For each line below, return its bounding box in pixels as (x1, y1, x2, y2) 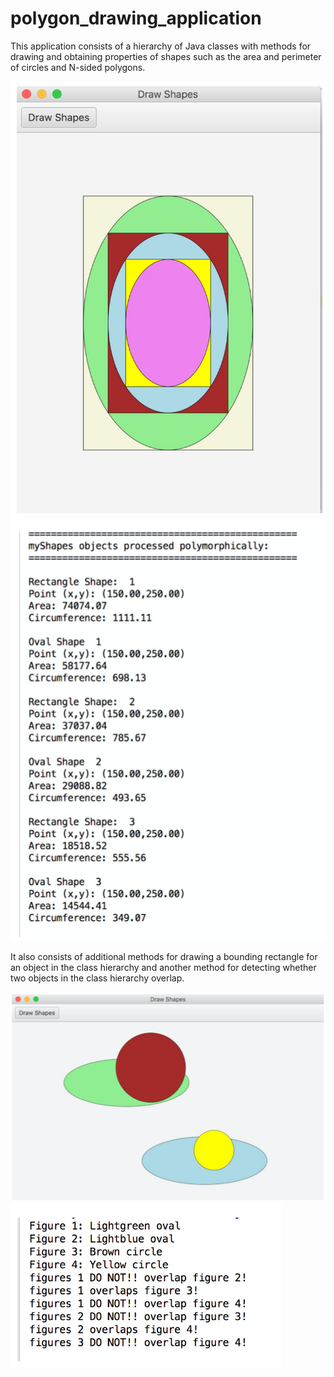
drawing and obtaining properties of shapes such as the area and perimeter (10, 50, 322, 62)
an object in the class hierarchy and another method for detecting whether (10, 961, 317, 973)
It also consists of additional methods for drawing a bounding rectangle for (10, 950, 318, 962)
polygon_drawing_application (10, 7, 262, 30)
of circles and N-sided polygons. (10, 61, 146, 73)
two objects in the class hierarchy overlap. (10, 972, 185, 984)
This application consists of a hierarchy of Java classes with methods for (10, 40, 312, 52)
